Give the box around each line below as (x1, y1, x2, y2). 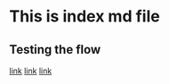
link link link (9, 65, 52, 76)
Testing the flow (9, 42, 101, 57)
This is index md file (9, 6, 160, 27)
